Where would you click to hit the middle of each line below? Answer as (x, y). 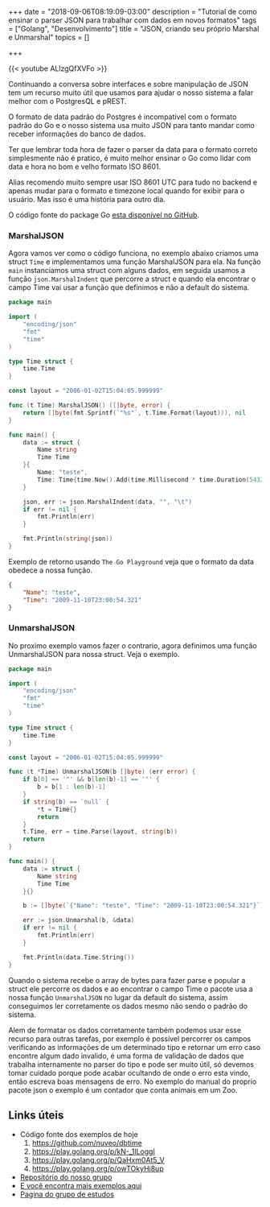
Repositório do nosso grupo (66, 1177)
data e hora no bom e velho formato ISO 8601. (85, 167)
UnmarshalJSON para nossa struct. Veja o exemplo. (94, 654)
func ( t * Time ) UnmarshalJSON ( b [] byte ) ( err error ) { (102, 772)
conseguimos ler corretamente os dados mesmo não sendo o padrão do (128, 1006)
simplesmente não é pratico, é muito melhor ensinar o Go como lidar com (130, 158)
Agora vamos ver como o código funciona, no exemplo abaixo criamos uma (133, 254)
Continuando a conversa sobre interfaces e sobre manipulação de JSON (129, 84)
